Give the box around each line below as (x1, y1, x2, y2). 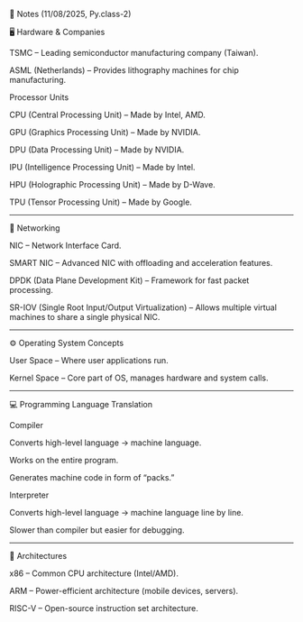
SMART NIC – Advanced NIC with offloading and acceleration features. (9, 258, 273, 268)
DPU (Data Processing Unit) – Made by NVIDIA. (9, 144, 185, 155)
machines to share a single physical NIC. (9, 312, 161, 322)
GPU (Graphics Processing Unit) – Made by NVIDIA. (9, 127, 201, 137)
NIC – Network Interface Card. (9, 240, 122, 251)
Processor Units (9, 92, 69, 103)
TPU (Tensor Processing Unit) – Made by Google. (9, 197, 192, 207)
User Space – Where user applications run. (9, 355, 169, 365)
